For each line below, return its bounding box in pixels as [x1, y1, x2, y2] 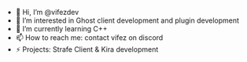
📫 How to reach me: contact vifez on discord [15, 33, 164, 42]
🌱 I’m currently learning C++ [15, 24, 108, 33]
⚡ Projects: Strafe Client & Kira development [15, 45, 159, 54]
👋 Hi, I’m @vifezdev [15, 8, 79, 16]
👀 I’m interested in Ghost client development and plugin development [15, 16, 240, 25]
